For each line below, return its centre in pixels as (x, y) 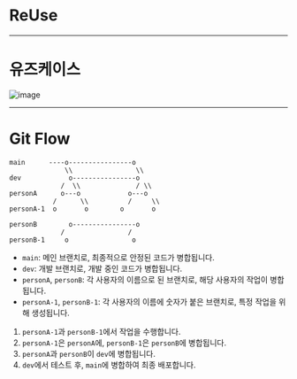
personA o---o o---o (79, 193)
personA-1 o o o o (83, 209)
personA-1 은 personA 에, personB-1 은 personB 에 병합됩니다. (124, 343)
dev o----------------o (75, 178)
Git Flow (40, 139)
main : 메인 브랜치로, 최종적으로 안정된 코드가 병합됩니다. (118, 257)
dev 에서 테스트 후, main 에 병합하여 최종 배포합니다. (109, 365)
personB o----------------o (75, 224)
